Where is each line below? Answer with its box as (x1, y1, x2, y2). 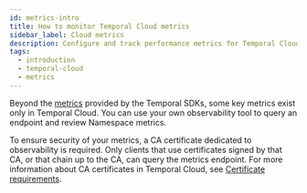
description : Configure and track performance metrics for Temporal (9, 38, 276, 48)
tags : (9, 47, 30, 56)
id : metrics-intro (9, 13, 79, 23)
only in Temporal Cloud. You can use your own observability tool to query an (9, 107, 298, 118)
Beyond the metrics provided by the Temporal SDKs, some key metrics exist (9, 97, 296, 108)
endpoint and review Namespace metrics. (9, 117, 167, 127)
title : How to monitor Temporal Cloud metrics (9, 22, 190, 31)
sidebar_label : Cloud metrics (9, 30, 125, 39)
